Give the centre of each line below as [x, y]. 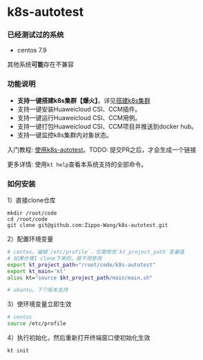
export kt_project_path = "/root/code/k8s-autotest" [81, 265]
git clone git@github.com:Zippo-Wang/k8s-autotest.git [88, 226]
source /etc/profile [37, 324]
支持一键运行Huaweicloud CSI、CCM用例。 [79, 117]
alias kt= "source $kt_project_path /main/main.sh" [80, 278]
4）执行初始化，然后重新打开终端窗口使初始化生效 [79, 338]
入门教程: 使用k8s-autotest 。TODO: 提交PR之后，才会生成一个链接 [102, 150]
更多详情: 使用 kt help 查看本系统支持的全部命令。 [77, 164]
